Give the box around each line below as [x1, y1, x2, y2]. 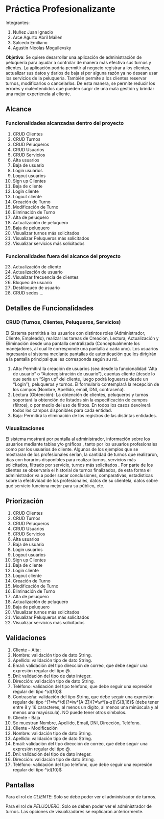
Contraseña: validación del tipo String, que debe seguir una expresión [12, 693, 154, 700]
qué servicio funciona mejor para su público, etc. [5, 482, 105, 489]
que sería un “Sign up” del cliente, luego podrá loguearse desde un [12, 376, 148, 382]
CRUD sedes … [12, 290, 44, 295]
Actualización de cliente [12, 264, 62, 269]
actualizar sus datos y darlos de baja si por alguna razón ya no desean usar [5, 70, 158, 76]
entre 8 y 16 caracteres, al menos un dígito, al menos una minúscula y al [12, 704, 158, 710]
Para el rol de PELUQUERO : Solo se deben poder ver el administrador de [5, 803, 152, 809]
